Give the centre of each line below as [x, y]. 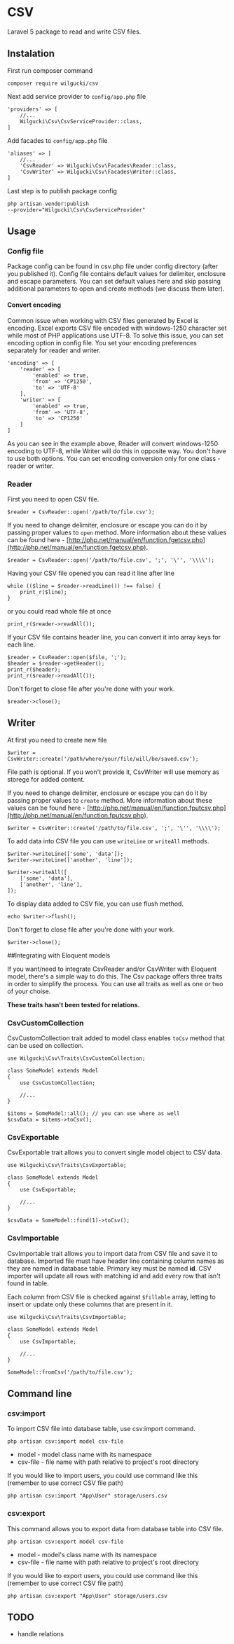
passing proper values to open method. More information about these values [117, 532]
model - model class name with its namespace [84, 1455]
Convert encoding [34, 305]
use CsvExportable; [48, 1190]
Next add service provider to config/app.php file [77, 96]
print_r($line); [44, 592]
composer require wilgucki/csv [53, 83]
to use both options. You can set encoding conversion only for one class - [114, 458]
